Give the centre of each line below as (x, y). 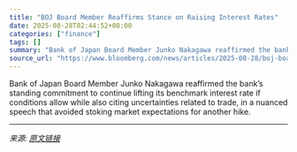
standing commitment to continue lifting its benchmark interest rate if (135, 93)
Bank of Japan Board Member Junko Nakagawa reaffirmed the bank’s (136, 84)
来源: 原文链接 (34, 138)
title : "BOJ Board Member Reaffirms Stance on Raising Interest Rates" (144, 17)
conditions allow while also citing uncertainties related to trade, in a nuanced (148, 102)
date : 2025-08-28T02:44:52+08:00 (71, 26)
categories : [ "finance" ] (55, 34)
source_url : (31, 58)
